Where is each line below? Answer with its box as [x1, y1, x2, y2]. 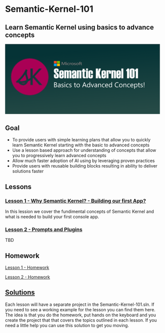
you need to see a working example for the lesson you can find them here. [5, 306, 156, 312]
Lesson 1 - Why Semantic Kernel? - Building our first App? [5, 197, 146, 204]
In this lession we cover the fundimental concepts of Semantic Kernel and [5, 208, 154, 214]
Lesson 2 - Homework [5, 274, 51, 280]
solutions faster [12, 168, 44, 174]
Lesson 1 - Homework [5, 265, 50, 270]
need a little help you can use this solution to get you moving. [5, 322, 129, 328]
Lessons [5, 182, 32, 191]
